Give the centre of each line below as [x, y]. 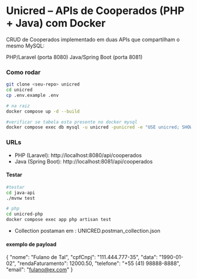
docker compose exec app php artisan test [59, 220]
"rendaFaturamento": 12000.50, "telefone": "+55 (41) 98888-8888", [99, 263]
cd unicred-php [25, 214]
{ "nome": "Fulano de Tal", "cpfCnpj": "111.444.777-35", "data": [82, 257]
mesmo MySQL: [26, 46]
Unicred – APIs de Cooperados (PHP [95, 11]
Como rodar [23, 72]
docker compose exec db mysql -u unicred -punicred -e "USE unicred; [93, 127]
